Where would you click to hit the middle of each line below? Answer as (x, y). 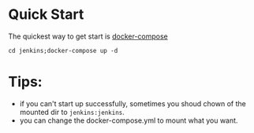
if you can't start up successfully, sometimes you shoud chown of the (133, 103)
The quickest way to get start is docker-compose (88, 36)
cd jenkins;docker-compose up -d (63, 50)
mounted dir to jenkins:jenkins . (72, 112)
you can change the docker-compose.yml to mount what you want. (129, 120)
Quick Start (46, 15)
